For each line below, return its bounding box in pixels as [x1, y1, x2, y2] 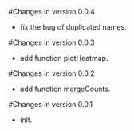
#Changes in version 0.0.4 [8, 7, 96, 16]
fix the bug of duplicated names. [19, 22, 128, 31]
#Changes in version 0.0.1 [8, 100, 93, 109]
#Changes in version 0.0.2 [8, 69, 95, 78]
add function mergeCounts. [19, 84, 111, 93]
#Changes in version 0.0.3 [8, 38, 95, 47]
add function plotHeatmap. [19, 54, 108, 62]
